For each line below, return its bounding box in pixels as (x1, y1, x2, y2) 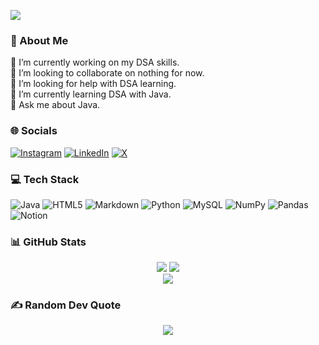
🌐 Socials (10, 124, 58, 138)
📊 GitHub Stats (10, 235, 87, 249)
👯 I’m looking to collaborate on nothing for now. (10, 67, 205, 79)
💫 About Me (10, 33, 69, 47)
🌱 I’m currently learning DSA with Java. (10, 88, 172, 100)
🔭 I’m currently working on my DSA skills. (10, 56, 180, 69)
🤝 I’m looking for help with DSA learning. (10, 78, 177, 90)
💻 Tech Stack (10, 172, 80, 186)
